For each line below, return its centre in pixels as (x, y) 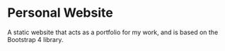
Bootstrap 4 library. (35, 39)
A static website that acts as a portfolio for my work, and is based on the (113, 32)
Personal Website (60, 13)
